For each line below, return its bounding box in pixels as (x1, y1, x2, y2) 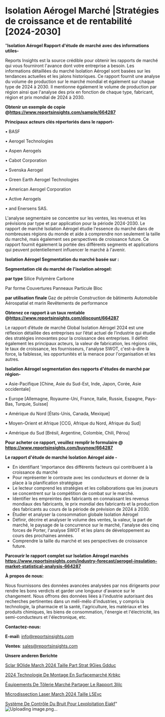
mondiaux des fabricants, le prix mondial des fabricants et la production (12, 501, 159, 506)
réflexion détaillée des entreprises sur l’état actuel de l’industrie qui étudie (5, 330, 156, 336)
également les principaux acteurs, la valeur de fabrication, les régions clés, (5, 340, 158, 346)
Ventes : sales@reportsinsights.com (5, 643, 78, 649)
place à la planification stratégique (12, 480, 83, 486)
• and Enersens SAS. (5, 205, 48, 211)
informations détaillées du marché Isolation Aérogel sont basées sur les (5, 68, 151, 74)
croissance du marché (12, 469, 58, 475)
